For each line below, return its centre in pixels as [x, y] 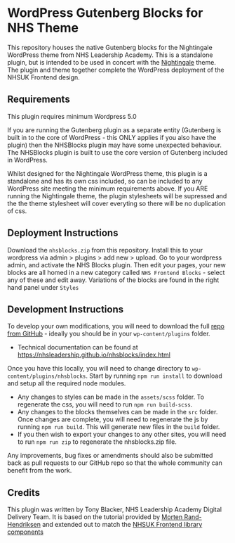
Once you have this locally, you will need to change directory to [99, 369]
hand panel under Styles [43, 287]
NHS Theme [43, 28]
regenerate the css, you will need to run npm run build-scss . [105, 404]
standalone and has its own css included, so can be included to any [105, 181]
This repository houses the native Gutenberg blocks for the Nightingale [110, 47]
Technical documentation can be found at [78, 347]
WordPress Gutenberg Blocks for [105, 13]
